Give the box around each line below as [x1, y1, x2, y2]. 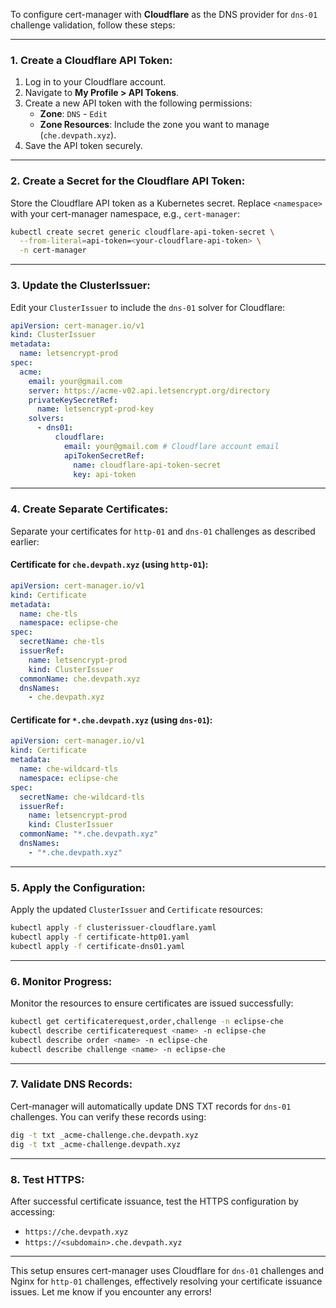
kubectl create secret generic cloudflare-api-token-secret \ [10, 227, 275, 237]
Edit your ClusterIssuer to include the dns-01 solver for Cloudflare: [10, 301, 286, 313]
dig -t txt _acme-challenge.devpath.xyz [10, 1139, 182, 1149]
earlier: [10, 535, 40, 548]
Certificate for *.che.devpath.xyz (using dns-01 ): [10, 714, 213, 726]
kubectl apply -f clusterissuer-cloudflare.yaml [10, 923, 217, 933]
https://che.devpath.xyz [24, 1227, 129, 1237]
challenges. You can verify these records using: [10, 1110, 207, 1123]
